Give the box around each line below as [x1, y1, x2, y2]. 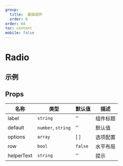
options [7, 134, 25, 141]
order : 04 [5, 21, 26, 26]
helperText [7, 152, 33, 159]
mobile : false [5, 30, 35, 35]
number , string [37, 124, 71, 131]
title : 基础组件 [9, 12, 43, 17]
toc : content [5, 26, 32, 31]
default [7, 124, 24, 131]
